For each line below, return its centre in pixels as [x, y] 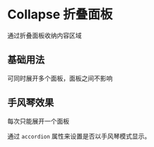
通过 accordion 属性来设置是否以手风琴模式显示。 [79, 136]
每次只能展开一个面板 [38, 121]
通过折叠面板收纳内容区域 [45, 35]
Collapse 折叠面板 [60, 14]
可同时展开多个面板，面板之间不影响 [60, 78]
